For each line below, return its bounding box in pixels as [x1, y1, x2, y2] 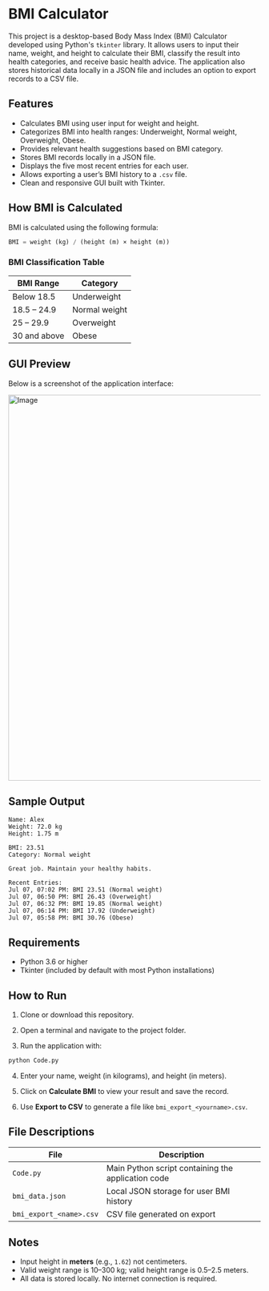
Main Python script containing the [106, 1162, 234, 1173]
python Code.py [8, 1056, 59, 1064]
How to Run [8, 988, 67, 1002]
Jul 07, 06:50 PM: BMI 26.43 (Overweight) [8, 893, 152, 901]
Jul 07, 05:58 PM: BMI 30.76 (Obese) [8, 914, 134, 922]
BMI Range [17, 277, 60, 288]
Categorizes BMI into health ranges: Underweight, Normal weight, [19, 127, 238, 136]
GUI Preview [8, 357, 71, 371]
